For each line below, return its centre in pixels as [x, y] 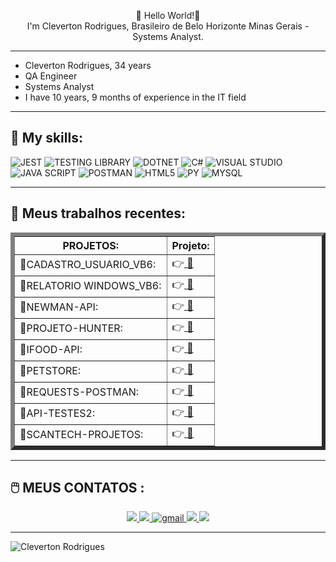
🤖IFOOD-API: [51, 350]
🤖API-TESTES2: [57, 413]
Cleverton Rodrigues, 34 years [88, 65]
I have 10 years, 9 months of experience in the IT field [135, 97]
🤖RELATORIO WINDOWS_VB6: [90, 286]
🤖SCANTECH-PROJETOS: [81, 435]
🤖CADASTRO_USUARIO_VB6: [88, 265]
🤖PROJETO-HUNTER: [71, 328]
